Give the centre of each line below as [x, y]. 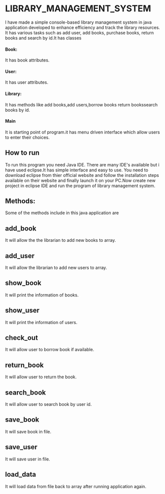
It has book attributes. [27, 60]
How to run [22, 153]
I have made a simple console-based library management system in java [78, 22]
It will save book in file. [28, 431]
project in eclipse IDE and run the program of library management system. [80, 186]
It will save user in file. [28, 459]
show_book [23, 283]
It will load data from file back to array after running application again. [76, 486]
